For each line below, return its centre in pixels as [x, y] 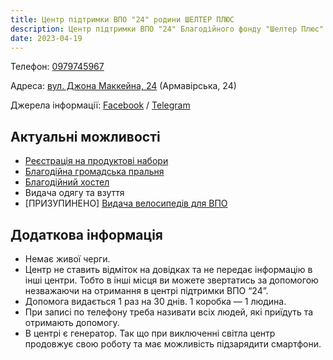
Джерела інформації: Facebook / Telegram [100, 105]
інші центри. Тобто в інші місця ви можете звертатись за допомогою [171, 280]
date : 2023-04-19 [46, 38]
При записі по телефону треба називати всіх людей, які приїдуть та [169, 312]
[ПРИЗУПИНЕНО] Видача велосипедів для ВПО [126, 203]
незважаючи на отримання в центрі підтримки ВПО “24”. [146, 290]
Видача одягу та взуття [74, 193]
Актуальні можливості [85, 136]
